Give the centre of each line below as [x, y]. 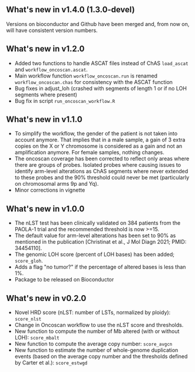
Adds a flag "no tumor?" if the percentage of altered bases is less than [100, 267]
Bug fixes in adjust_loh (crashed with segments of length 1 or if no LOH [101, 88]
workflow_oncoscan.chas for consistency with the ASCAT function [93, 82]
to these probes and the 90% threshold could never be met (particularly [102, 177]
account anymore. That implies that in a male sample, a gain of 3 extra [100, 140]
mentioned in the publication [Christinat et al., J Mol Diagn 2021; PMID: [100, 242]
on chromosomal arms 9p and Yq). [57, 184]
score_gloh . [29, 261]
